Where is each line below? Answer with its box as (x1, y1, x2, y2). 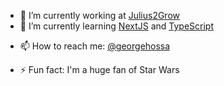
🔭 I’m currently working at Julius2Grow (19, 10, 181, 21)
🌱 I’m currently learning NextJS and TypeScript (19, 20, 214, 32)
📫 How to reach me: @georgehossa (19, 40, 171, 52)
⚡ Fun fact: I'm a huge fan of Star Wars (19, 64, 180, 75)
